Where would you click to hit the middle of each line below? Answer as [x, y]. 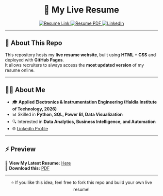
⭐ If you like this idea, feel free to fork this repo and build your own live [81, 182]
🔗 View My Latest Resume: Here [38, 163]
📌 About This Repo [33, 43]
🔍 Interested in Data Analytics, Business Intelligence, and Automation [84, 121]
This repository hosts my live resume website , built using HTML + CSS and [81, 55]
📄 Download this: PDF [27, 168]
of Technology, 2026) [34, 109]
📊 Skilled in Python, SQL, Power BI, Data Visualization [67, 114]
